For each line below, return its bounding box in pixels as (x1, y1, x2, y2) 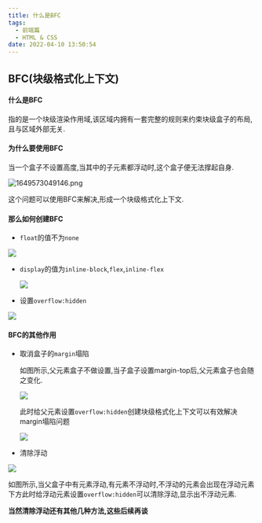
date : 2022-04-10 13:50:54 (8, 41, 96, 49)
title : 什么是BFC (8, 11, 61, 20)
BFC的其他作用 (8, 330, 56, 339)
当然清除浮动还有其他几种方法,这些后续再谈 (8, 506, 148, 516)
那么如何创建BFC (8, 214, 64, 223)
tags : (8, 19, 26, 27)
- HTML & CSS (15, 33, 58, 42)
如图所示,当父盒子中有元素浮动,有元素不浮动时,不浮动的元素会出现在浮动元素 (8, 480, 255, 489)
